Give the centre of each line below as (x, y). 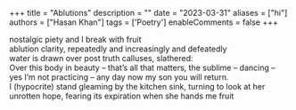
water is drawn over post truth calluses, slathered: (101, 58)
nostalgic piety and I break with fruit (75, 39)
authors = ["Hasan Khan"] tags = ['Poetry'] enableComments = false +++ (144, 22)
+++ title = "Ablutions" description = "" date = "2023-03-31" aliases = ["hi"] (148, 13)
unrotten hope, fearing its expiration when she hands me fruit (122, 96)
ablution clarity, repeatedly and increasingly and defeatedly (118, 49)
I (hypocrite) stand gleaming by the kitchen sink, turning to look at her (137, 86)
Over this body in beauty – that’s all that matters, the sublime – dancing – (142, 67)
